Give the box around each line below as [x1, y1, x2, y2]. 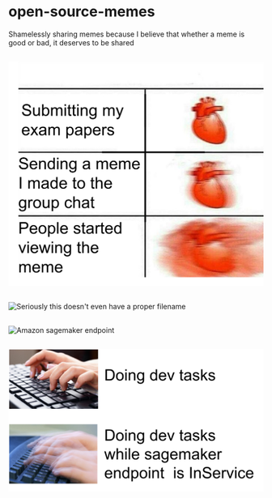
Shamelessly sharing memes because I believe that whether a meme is [8, 29, 245, 39]
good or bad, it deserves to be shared [8, 37, 135, 47]
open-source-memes [8, 2, 155, 21]
